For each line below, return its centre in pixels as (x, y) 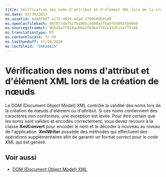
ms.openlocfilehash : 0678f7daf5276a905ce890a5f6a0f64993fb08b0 (72, 23)
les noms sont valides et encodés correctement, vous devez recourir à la (79, 121)
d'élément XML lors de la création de (82, 81)
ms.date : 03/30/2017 (26, 14)
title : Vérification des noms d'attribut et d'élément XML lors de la (79, 10)
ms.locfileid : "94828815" (32, 46)
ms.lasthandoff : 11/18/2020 (34, 42)
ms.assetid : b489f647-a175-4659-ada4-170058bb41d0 (58, 19)
